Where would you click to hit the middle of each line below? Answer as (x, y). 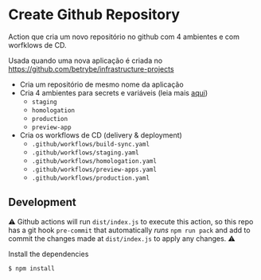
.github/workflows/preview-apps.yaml (94, 169)
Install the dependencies (49, 254)
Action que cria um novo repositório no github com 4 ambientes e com (124, 37)
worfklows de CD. (37, 45)
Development (43, 202)
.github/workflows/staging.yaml (85, 153)
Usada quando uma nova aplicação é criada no (86, 60)
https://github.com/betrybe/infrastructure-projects (91, 68)
